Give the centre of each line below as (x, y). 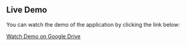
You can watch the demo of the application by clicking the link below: (93, 24)
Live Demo (27, 10)
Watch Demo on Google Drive (43, 36)
